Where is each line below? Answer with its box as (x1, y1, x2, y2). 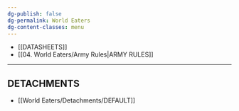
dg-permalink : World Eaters (7, 17, 91, 24)
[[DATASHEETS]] (17, 43, 68, 52)
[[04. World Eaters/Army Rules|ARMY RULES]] (17, 50, 154, 59)
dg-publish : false (7, 10, 62, 18)
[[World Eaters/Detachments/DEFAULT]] (17, 96, 136, 105)
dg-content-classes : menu (7, 23, 84, 30)
